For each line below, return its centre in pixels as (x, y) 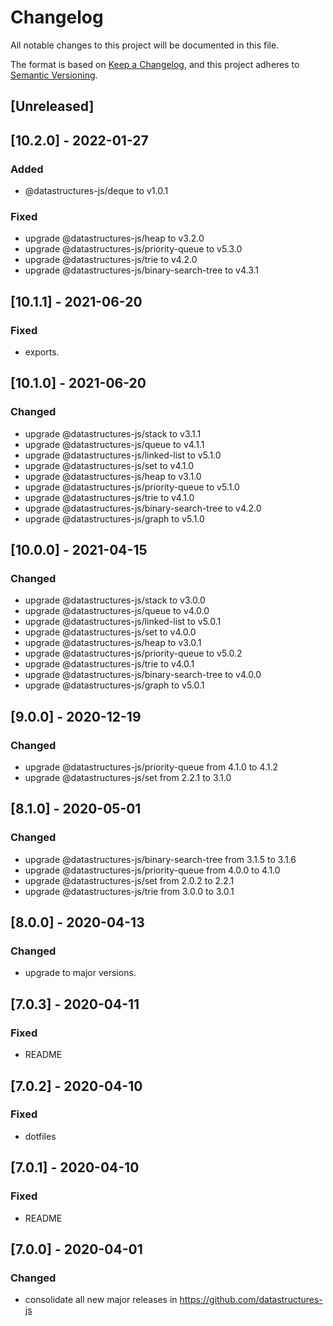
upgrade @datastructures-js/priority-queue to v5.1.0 (132, 487)
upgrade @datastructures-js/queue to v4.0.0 (117, 611)
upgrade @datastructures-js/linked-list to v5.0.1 (123, 622)
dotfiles (40, 1136)
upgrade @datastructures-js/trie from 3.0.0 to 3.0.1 (129, 891)
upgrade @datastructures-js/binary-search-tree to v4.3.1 (141, 270)
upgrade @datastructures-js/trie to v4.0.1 (109, 664)
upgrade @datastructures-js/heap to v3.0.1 (113, 643)
